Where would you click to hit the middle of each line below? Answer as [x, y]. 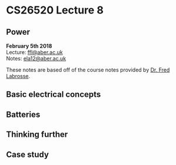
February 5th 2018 [29, 46]
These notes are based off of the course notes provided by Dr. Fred [88, 70]
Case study [27, 154]
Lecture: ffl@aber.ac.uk [34, 52]
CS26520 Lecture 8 [55, 10]
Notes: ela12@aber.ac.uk [36, 58]
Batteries [23, 114]
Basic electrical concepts [54, 95]
